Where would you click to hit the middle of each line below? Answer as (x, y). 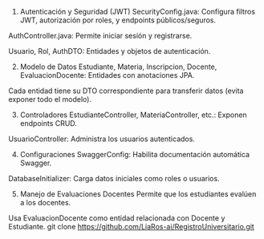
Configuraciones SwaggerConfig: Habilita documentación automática (135, 154)
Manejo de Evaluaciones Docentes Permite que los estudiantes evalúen (138, 194)
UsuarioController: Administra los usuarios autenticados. (102, 139)
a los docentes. (45, 203)
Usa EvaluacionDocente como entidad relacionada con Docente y (117, 218)
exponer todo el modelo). (50, 99)
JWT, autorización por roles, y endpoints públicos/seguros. (118, 20)
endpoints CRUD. (49, 123)
